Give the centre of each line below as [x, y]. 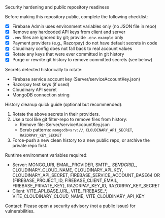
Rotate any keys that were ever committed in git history [68, 54]
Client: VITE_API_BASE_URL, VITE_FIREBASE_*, [60, 191]
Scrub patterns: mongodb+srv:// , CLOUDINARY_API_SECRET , [77, 130]
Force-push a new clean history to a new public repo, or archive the [81, 140]
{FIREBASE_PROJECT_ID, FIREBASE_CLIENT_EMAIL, [65, 180]
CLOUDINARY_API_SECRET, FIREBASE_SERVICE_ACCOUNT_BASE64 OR [86, 175]
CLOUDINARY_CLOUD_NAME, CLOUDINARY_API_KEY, [67, 170]
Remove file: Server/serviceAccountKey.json [65, 125]
